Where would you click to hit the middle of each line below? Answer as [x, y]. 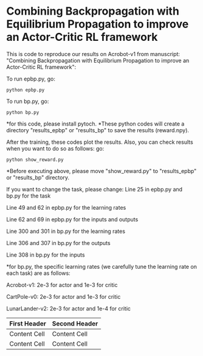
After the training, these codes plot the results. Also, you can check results [100, 142]
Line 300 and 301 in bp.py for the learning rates [66, 231]
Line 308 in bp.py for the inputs [46, 255]
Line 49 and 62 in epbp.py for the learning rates [66, 207]
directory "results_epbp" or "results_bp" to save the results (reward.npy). [98, 130]
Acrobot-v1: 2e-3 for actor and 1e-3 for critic [62, 285]
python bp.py [23, 112]
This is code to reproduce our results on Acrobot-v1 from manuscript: [93, 54]
